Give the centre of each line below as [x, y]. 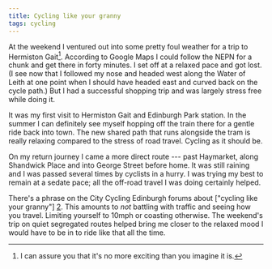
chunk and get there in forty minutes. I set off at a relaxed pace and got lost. [135, 65]
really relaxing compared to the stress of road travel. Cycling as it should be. [136, 141]
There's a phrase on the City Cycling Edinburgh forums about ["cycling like [133, 199]
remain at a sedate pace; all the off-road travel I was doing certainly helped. [135, 182]
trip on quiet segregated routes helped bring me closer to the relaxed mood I [136, 224]
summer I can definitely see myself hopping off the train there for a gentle [132, 124]
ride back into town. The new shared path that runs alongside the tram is [130, 132]
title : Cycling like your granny [65, 16]
